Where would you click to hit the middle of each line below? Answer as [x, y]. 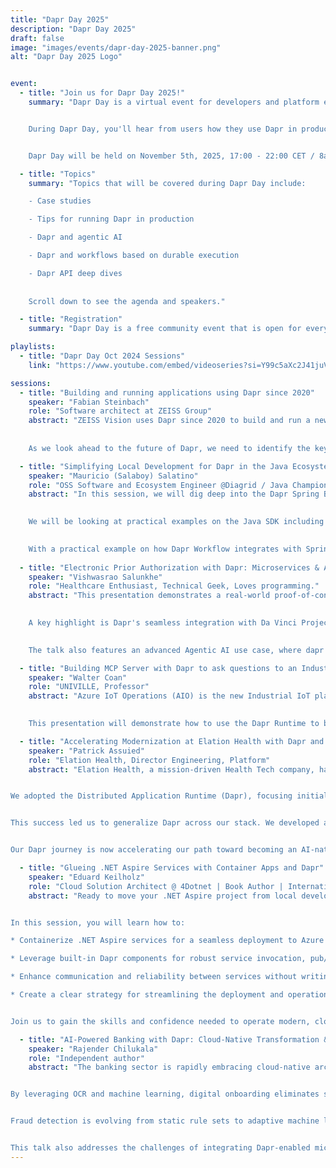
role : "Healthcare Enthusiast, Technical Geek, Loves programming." [174, 586]
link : [40, 365]
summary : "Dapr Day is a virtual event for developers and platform [174, 102]
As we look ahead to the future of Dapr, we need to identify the [169, 448]
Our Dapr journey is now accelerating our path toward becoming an [154, 850]
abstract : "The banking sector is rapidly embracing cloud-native [169, 1067]
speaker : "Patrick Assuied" [86, 751]
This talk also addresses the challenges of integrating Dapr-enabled [160, 1148]
